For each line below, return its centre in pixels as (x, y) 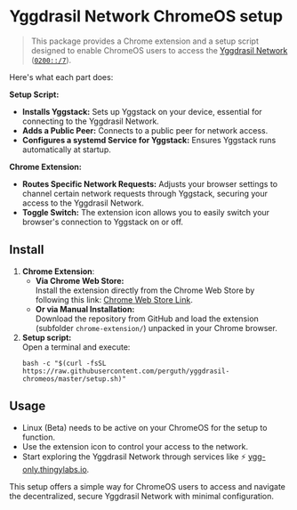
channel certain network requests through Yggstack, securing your (145, 193)
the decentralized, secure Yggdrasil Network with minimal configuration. (141, 496)
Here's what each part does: (61, 77)
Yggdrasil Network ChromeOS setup (146, 16)
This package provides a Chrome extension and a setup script (145, 41)
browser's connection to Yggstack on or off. (103, 222)
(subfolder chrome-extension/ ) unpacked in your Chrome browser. (156, 328)
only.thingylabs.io (54, 469)
